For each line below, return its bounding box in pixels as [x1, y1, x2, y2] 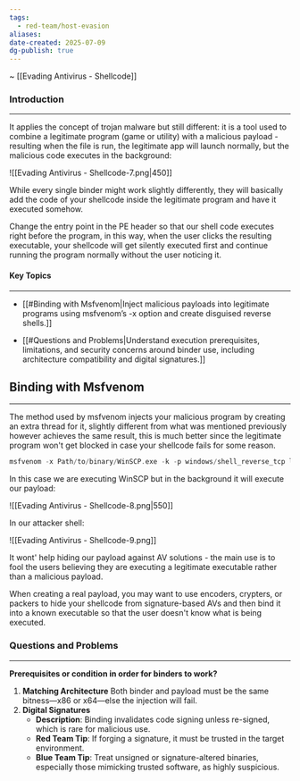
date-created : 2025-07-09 [9, 38, 105, 47]
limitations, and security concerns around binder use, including [21, 344, 255, 355]
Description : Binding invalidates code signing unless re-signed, [35, 714, 271, 725]
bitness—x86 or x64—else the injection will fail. [21, 694, 198, 706]
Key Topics [9, 270, 52, 281]
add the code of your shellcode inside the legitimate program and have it [9, 194, 277, 206]
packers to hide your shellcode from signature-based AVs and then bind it [9, 598, 281, 609]
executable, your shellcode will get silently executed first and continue [9, 240, 269, 251]
